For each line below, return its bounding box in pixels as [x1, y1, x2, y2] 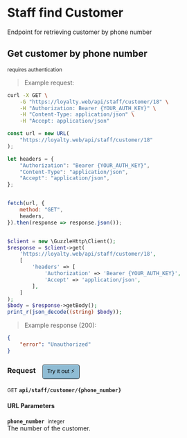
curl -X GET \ [7, 91, 48, 98]
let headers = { [7, 155, 54, 162]
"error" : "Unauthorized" [19, 341, 91, 348]
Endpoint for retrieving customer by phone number [7, 28, 152, 36]
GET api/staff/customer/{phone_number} [7, 387, 122, 394]
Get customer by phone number [7, 48, 148, 60]
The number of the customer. [7, 424, 91, 432]
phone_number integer [7, 418, 65, 426]
